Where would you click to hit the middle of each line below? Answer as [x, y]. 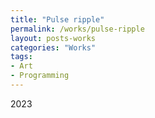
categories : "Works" [53, 47]
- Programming [40, 76]
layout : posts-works [53, 38]
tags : [21, 57]
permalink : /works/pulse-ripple [77, 29]
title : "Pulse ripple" [57, 19]
